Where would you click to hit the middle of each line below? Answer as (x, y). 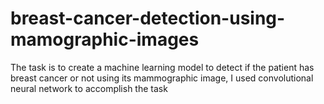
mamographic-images (105, 39)
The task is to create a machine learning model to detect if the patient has (162, 67)
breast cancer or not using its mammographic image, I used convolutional (162, 78)
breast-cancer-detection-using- (148, 18)
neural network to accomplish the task (89, 88)
